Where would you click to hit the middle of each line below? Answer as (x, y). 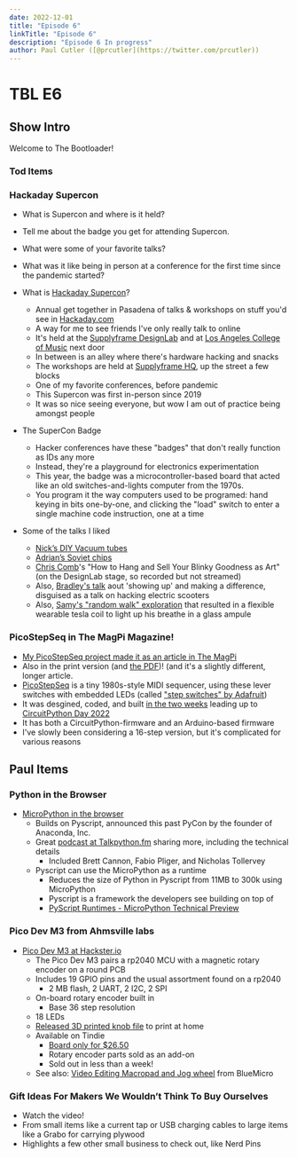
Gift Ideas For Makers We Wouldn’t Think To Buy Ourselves (139, 1096)
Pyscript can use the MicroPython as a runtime (121, 870)
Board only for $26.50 (89, 1044)
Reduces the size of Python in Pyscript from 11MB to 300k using (165, 880)
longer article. (47, 675)
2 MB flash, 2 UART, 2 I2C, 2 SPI (108, 988)
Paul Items (39, 770)
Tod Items (31, 171)
